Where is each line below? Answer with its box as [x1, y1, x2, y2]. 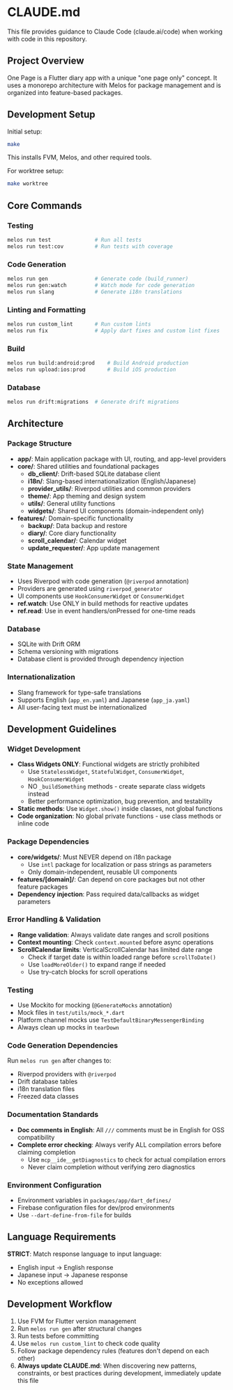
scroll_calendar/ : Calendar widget [27, 536, 127, 545]
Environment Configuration [7, 1180, 102, 1190]
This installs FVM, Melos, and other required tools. [7, 153, 152, 161]
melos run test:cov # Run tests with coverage [7, 242, 173, 250]
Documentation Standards [7, 1110, 99, 1120]
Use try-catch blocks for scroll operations [27, 967, 148, 976]
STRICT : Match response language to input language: [7, 1250, 162, 1258]
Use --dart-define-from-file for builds [17, 1210, 132, 1219]
